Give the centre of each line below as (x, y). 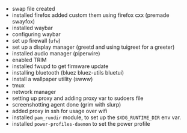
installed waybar (32, 28)
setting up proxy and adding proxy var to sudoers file (78, 98)
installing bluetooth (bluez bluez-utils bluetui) (68, 73)
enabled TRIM (29, 60)
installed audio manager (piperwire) (56, 53)
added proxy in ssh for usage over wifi (60, 111)
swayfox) (23, 21)
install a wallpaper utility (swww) (52, 79)
